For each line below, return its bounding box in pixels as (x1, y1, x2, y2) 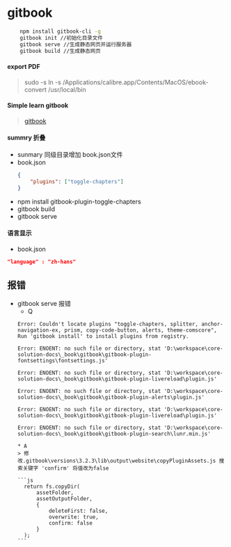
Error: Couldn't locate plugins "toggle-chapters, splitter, (17, 321, 199, 328)
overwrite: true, (48, 514, 99, 521)
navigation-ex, (17, 326, 62, 334)
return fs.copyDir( (24, 483, 80, 490)
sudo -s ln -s (24, 78, 61, 86)
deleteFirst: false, (48, 507, 109, 514)
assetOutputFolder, (35, 495, 93, 502)
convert (24, 85, 47, 93)
